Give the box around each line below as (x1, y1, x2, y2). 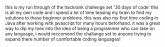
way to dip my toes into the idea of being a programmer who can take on (5, 25, 155, 31)
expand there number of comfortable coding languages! (5, 36, 121, 42)
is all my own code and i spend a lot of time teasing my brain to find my (5, 9, 152, 15)
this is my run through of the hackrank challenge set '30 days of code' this (5, 4, 158, 10)
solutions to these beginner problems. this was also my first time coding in (5, 15, 158, 20)
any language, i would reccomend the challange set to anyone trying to (5, 31, 151, 36)
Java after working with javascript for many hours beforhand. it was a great (5, 20, 160, 26)
